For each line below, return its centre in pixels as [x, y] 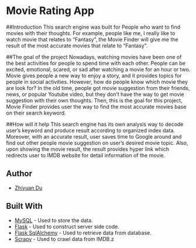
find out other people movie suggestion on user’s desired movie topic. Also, [97, 143]
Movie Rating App [50, 11]
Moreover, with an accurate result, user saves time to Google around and [94, 136]
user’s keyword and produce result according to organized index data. [91, 130]
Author [19, 174]
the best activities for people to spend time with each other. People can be [96, 63]
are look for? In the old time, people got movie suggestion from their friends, [98, 88]
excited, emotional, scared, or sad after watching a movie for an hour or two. [98, 69]
